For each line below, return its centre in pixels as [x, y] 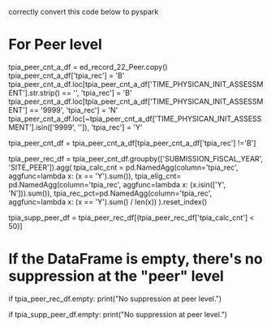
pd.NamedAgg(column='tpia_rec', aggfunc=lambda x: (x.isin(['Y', [117, 184]
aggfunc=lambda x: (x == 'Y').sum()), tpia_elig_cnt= [95, 176]
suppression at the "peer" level [116, 276]
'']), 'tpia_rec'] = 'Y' [110, 127]
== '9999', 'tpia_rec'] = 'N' [74, 110]
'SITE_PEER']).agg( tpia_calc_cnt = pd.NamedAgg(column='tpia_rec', [123, 167]
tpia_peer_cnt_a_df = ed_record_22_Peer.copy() [88, 67]
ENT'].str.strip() [34, 93]
